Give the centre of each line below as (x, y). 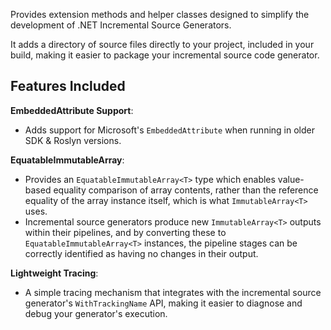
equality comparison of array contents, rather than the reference (186, 190)
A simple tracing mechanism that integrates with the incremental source (173, 292)
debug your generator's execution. (96, 313)
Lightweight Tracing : (54, 273)
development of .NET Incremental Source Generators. (121, 25)
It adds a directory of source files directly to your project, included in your (162, 44)
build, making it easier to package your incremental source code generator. (165, 55)
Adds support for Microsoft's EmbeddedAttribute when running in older (169, 130)
